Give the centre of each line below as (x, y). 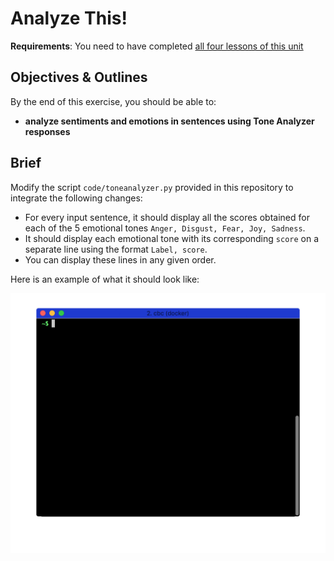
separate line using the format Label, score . (116, 249)
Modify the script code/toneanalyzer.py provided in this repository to (152, 187)
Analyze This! (69, 18)
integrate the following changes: (76, 198)
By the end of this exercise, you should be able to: (113, 101)
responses (47, 131)
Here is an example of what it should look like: (105, 279)
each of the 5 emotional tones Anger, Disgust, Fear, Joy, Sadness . (165, 228)
